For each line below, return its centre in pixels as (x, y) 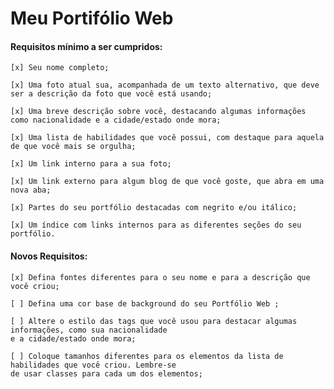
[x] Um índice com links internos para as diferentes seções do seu (156, 225)
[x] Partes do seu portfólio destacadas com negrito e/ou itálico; (154, 208)
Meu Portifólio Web (92, 18)
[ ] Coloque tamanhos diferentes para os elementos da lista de (147, 356)
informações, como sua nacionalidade (89, 330)
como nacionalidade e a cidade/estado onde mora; (116, 120)
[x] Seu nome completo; (60, 68)
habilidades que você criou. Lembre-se (93, 365)
